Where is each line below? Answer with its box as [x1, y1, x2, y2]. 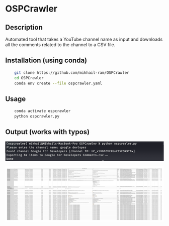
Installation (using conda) [5, 56, 88, 65]
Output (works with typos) [5, 128, 90, 136]
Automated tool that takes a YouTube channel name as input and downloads [5, 36, 163, 42]
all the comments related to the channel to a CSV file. [5, 42, 116, 48]
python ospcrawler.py [14, 114, 59, 119]
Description [5, 23, 43, 32]
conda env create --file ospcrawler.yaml [14, 81, 102, 86]
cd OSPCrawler [14, 75, 44, 80]
